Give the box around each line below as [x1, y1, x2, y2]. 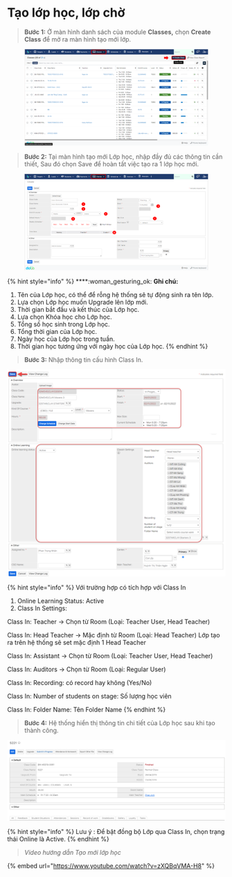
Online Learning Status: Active [17, 597, 105, 605]
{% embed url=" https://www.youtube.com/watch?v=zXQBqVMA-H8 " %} [7, 862, 215, 870]
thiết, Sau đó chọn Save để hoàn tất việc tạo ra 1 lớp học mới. [24, 160, 199, 168]
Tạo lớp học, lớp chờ [7, 5, 125, 21]
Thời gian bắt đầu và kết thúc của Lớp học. [17, 305, 140, 314]
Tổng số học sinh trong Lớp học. [17, 320, 110, 328]
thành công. [24, 726, 59, 735]
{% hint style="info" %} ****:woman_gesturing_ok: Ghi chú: [7, 277, 179, 285]
